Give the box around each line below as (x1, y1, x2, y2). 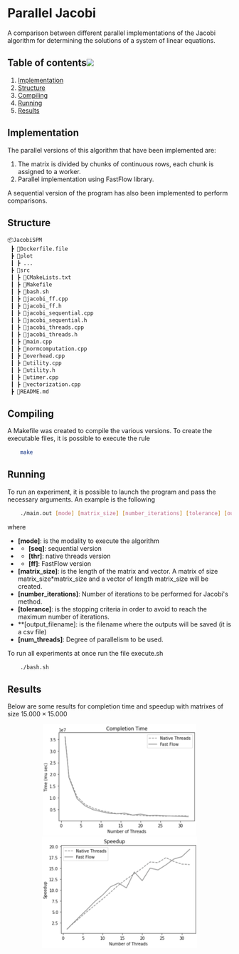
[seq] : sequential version (28, 544, 102, 552)
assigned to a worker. (17, 167, 81, 176)
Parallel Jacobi (7, 5, 96, 21)
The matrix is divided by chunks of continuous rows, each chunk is (17, 159, 214, 168)
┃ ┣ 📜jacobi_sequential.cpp (10, 310, 94, 317)
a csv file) (17, 627, 47, 636)
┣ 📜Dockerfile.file (10, 245, 69, 253)
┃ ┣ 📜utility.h (10, 367, 55, 374)
